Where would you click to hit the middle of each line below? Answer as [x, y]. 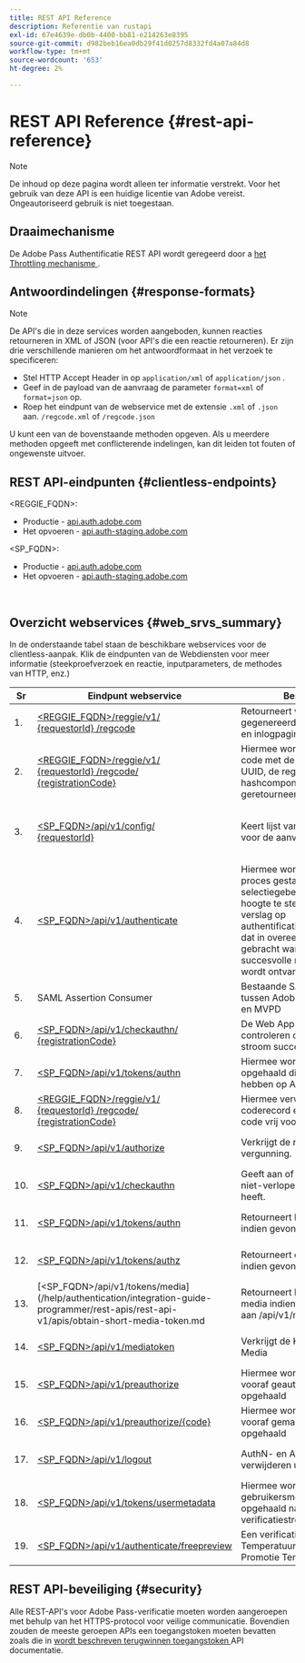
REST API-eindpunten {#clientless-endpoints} [143, 482]
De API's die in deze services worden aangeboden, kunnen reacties [136, 331]
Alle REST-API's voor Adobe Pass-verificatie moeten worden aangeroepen [148, 1611]
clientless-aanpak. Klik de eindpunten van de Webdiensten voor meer [140, 654]
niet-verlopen [271, 1185]
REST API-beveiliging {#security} [106, 1590]
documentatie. [36, 1650]
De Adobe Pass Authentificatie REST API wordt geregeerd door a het [138, 253]
